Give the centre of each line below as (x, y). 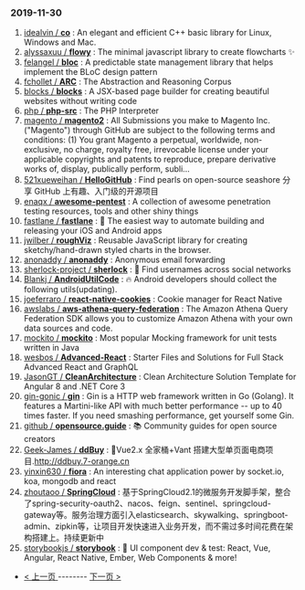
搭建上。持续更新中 (68, 538)
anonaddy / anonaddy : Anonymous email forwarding (125, 260)
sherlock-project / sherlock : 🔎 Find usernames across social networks (157, 269)
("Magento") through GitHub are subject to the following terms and (149, 131)
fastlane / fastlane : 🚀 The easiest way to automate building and (144, 221)
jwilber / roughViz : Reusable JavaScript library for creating (135, 240)
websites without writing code (80, 101)
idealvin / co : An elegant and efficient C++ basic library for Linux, (147, 33)
